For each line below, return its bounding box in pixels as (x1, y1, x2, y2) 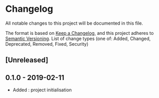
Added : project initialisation (12, 87, 72, 93)
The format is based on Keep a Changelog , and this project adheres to (5, 30, 154, 36)
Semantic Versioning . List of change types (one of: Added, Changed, (5, 35, 151, 42)
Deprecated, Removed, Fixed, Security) (5, 41, 89, 47)
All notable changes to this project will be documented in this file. (5, 20, 144, 26)
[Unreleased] (5, 56, 49, 65)
